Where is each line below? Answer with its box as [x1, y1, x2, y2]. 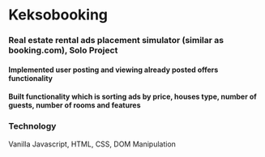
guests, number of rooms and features [8, 100, 141, 110]
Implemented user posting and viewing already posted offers [8, 65, 219, 74]
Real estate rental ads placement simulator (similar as [8, 35, 224, 46]
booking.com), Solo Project [8, 45, 118, 56]
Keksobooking [8, 6, 108, 24]
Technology [8, 121, 57, 132]
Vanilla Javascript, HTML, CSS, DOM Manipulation [8, 139, 177, 149]
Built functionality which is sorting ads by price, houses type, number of [8, 91, 257, 102]
